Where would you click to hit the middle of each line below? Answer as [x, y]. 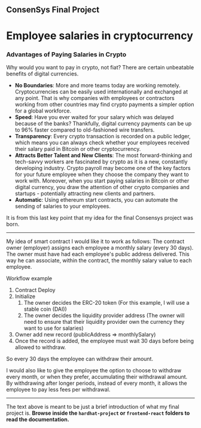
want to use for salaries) [54, 328]
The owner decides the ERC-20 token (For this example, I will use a [106, 302]
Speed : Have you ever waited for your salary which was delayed [94, 117]
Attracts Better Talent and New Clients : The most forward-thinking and [103, 155]
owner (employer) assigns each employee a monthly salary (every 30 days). [100, 247]
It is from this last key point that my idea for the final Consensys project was [100, 217]
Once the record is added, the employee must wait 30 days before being [104, 341]
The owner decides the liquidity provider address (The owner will [104, 315]
